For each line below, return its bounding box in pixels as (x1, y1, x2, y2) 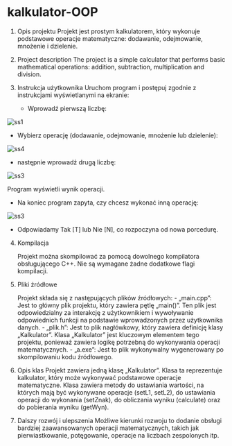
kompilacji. (17, 266, 48, 275)
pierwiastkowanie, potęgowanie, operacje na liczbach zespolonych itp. (17, 431, 220, 439)
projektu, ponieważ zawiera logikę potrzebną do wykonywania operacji (17, 338, 220, 346)
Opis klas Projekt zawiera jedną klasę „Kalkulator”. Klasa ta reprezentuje (17, 366, 223, 375)
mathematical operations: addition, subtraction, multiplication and (17, 62, 204, 71)
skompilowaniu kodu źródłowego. (17, 352, 114, 361)
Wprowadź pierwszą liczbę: (27, 104, 107, 112)
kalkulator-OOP (7, 4, 98, 20)
